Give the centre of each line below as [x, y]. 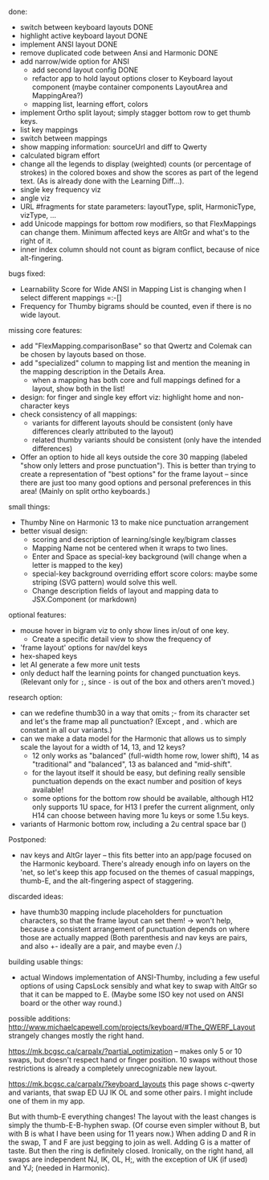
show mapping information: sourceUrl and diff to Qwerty [113, 147]
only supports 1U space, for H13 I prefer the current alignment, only [143, 807]
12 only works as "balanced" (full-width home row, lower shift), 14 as [145, 756]
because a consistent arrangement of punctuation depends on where [135, 929]
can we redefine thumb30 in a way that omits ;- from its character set [135, 713]
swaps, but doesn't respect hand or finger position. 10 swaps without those [133, 1060]
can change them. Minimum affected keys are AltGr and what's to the [135, 232]
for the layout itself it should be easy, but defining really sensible [139, 773]
